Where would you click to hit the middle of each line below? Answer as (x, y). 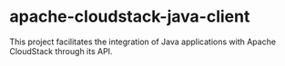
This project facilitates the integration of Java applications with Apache (142, 42)
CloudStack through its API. (61, 51)
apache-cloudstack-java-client (130, 17)
